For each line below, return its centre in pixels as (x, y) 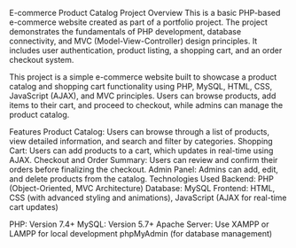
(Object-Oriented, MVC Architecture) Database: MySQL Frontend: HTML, (142, 188)
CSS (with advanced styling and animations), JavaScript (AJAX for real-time (148, 198)
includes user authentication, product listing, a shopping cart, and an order (146, 50)
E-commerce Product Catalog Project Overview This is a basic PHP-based (145, 13)
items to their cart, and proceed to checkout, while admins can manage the (146, 105)
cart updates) (34, 207)
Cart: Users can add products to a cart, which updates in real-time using (141, 151)
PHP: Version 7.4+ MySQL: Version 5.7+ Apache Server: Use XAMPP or (139, 224)
